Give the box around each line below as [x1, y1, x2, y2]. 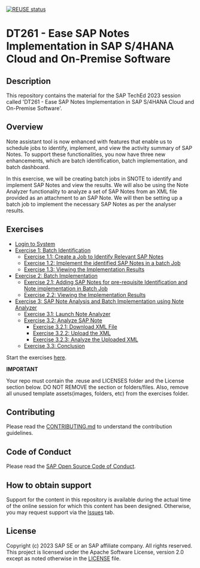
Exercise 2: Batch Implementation [14, 272, 98, 279]
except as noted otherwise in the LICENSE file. [6, 555, 121, 562]
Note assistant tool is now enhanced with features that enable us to [6, 138, 172, 145]
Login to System [14, 240, 56, 247]
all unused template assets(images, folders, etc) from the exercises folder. [6, 390, 189, 397]
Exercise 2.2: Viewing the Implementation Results [23, 291, 146, 298]
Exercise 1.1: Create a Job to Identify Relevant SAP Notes [23, 253, 163, 260]
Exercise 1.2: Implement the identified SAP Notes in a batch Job [23, 259, 181, 266]
